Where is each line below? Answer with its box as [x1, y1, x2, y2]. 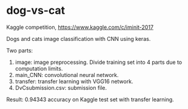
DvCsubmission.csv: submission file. [15, 84, 107, 91]
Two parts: [6, 46, 33, 54]
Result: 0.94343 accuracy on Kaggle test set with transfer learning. [6, 96, 174, 103]
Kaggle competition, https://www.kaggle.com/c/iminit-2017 [6, 23, 153, 31]
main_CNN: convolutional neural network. [15, 71, 119, 78]
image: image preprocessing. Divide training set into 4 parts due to [15, 58, 183, 66]
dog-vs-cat [6, 4, 65, 17]
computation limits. [15, 64, 63, 72]
